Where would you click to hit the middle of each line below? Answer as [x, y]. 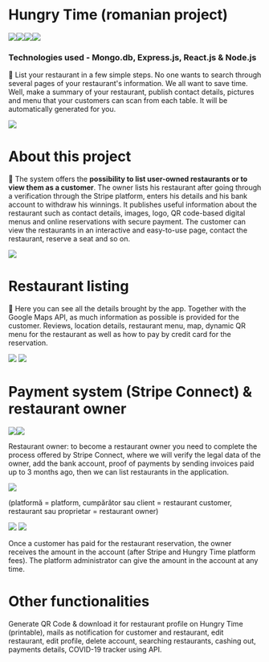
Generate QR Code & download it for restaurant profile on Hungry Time [126, 623]
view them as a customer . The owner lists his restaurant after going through [135, 187]
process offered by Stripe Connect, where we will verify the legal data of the [134, 455]
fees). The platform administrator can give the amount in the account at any [133, 561]
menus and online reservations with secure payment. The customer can [127, 222]
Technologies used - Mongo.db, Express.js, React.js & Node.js [132, 57]
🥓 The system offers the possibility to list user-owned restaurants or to [128, 179]
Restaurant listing [69, 286]
